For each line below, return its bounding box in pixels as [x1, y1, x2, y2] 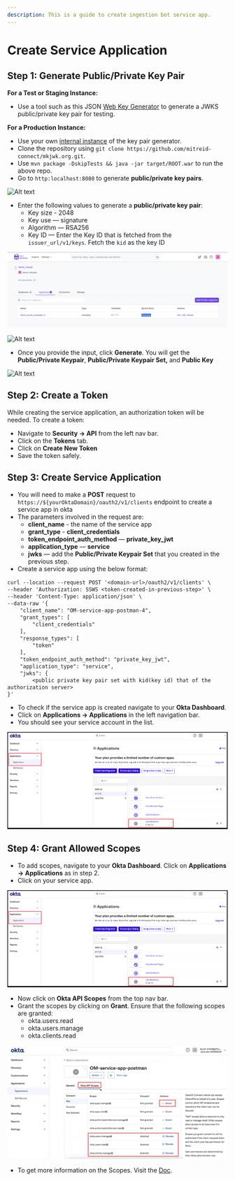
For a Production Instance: [7, 123, 86, 131]
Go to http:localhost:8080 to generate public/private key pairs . [17, 173, 204, 182]
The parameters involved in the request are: [17, 513, 144, 521]
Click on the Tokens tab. [17, 436, 89, 445]
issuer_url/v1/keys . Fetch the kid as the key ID [27, 238, 166, 246]
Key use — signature [27, 215, 88, 224]
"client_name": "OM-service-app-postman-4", [20, 607, 152, 614]
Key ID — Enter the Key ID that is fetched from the [27, 231, 172, 239]
